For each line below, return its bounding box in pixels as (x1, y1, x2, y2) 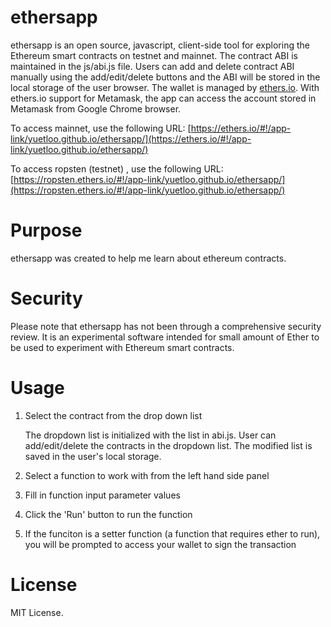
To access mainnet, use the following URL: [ (10, 122, 192, 134)
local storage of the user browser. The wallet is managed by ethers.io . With (10, 81, 320, 93)
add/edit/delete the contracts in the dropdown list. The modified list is (24, 439, 313, 451)
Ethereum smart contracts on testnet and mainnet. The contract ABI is (10, 49, 298, 61)
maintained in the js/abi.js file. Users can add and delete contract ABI (10, 60, 295, 72)
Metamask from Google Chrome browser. (10, 102, 182, 115)
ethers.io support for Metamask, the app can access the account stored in (10, 92, 317, 104)
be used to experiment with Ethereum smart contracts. (10, 341, 235, 353)
